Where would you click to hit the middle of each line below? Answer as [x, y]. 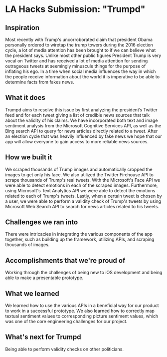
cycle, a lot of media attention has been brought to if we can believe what [81, 50]
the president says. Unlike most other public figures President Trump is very [83, 55]
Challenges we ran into [42, 222]
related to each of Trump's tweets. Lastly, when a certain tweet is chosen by [83, 196]
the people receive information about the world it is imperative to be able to [83, 77]
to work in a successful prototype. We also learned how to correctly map [80, 311]
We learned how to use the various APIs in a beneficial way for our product [82, 306]
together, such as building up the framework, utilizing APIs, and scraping [80, 239]
